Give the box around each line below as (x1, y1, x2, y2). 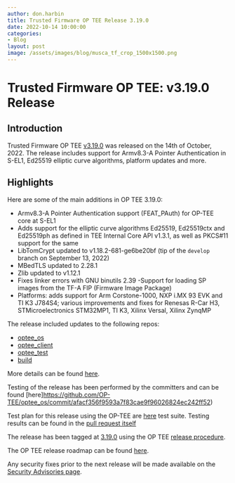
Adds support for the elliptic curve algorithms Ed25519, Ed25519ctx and (17, 224, 225, 232)
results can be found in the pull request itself (7, 419, 137, 427)
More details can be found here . (7, 369, 100, 378)
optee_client (17, 340, 53, 349)
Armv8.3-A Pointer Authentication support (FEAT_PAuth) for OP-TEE (17, 209, 214, 217)
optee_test (17, 348, 48, 356)
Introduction (7, 122, 63, 134)
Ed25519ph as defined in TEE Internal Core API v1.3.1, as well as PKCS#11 (17, 231, 229, 240)
